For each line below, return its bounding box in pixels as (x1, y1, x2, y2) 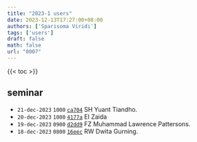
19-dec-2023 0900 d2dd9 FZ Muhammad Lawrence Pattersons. (17, 119, 191, 128)
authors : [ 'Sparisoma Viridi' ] (7, 23, 97, 29)
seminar (7, 87, 43, 99)
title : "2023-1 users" (7, 10, 72, 17)
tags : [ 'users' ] (7, 29, 54, 36)
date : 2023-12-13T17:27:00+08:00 (7, 16, 103, 23)
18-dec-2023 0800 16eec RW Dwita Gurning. (17, 127, 138, 135)
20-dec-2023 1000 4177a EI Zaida (17, 113, 107, 121)
